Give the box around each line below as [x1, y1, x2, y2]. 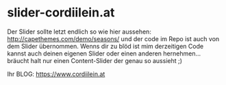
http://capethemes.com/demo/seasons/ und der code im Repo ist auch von [7, 34, 220, 42]
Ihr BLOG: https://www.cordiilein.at [7, 70, 105, 78]
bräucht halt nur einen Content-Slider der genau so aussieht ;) [7, 56, 183, 64]
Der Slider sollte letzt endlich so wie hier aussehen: [7, 27, 152, 36]
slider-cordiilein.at [7, 5, 115, 21]
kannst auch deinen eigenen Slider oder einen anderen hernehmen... [7, 49, 201, 58]
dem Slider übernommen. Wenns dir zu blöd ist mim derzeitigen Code [7, 42, 204, 50]
